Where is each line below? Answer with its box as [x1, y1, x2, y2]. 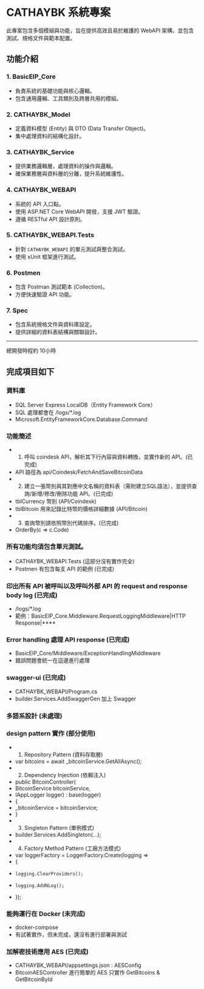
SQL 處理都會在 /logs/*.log [15, 409, 81, 416]
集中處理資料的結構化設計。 [15, 132, 85, 140]
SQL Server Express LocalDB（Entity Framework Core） [15, 402, 156, 409]
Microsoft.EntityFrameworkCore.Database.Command [15, 416, 148, 423]
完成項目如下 [6, 366, 55, 377]
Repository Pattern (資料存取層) [24, 751, 103, 758]
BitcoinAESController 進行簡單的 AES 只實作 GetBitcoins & [15, 969, 160, 976]
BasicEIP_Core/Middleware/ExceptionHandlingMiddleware [15, 649, 161, 657]
